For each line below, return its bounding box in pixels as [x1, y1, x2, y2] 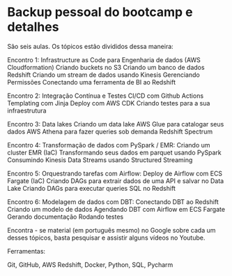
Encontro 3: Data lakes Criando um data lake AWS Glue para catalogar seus [7, 119, 224, 128]
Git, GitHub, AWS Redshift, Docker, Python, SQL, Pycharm [7, 260, 173, 269]
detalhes [7, 19, 59, 35]
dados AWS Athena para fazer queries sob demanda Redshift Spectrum [7, 127, 213, 136]
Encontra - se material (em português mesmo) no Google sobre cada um [7, 226, 216, 234]
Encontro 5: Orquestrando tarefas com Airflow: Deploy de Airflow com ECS [7, 169, 223, 177]
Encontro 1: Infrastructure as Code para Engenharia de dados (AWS [7, 55, 201, 64]
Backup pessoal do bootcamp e [7, 4, 193, 20]
